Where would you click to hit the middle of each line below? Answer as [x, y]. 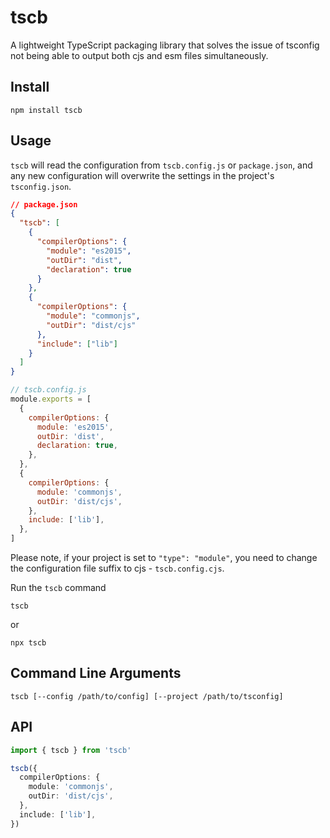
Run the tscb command [58, 588]
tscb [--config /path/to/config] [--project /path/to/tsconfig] [147, 696]
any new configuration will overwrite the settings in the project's [142, 175]
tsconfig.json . [41, 186]
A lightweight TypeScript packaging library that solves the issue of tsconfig [165, 45]
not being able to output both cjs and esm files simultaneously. [139, 55]
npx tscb [28, 643]
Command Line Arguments [96, 673]
